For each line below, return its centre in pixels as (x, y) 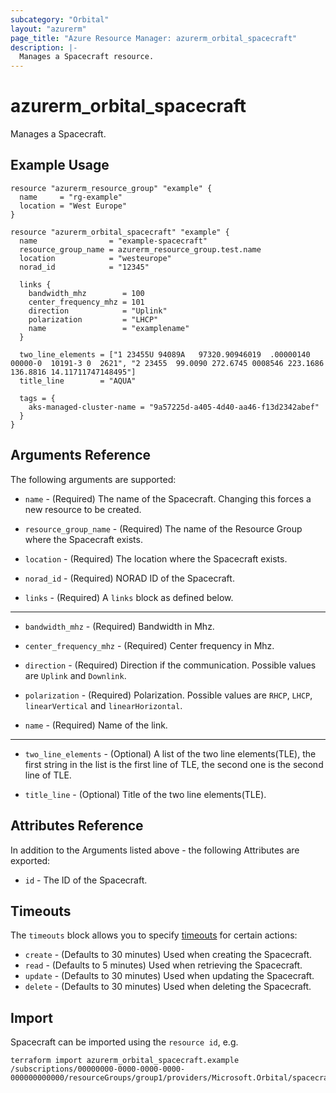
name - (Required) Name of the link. (96, 725)
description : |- (44, 47)
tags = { (37, 398)
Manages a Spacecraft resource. (87, 57)
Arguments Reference (81, 455)
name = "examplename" (109, 328)
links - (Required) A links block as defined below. (129, 597)
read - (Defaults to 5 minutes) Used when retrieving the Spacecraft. (163, 965)
